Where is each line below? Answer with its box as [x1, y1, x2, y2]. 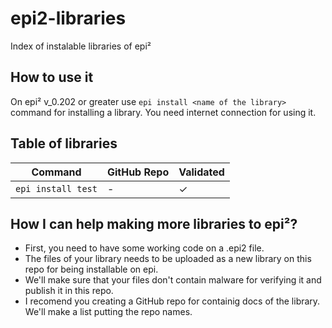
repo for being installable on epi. [24, 263, 159, 276]
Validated [178, 165, 225, 179]
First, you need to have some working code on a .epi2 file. [24, 242, 265, 254]
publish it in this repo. [24, 285, 114, 297]
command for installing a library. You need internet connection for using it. [10, 106, 317, 118]
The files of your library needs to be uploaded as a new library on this [24, 253, 312, 265]
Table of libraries [10, 135, 118, 152]
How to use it [10, 69, 94, 86]
